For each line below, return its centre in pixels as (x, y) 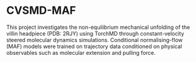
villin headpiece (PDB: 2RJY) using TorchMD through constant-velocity (95, 33)
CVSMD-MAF (41, 11)
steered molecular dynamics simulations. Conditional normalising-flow (94, 40)
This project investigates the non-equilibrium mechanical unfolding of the (98, 27)
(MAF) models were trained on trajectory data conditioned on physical (94, 46)
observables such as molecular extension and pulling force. (81, 52)
